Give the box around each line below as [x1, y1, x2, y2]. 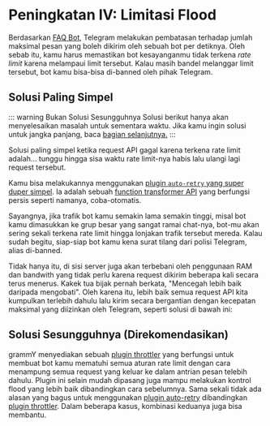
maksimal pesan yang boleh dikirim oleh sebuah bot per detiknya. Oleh [8, 41, 246, 50]
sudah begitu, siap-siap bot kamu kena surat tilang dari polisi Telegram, [8, 237, 247, 247]
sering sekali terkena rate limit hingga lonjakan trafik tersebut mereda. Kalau [8, 228, 263, 238]
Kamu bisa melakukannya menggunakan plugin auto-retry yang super [8, 178, 245, 187]
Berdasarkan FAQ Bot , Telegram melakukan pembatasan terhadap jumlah [8, 32, 253, 42]
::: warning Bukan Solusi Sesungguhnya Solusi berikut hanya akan [8, 112, 229, 122]
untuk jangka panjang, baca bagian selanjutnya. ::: [8, 129, 176, 139]
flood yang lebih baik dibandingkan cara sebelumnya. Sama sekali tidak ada [8, 384, 262, 394]
